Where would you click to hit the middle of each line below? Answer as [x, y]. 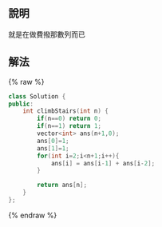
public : [21, 104]
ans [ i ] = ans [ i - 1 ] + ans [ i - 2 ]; [103, 163]
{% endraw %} [33, 215]
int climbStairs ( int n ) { [66, 111]
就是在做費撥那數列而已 [47, 34]
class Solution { [37, 96]
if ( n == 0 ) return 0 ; [69, 119]
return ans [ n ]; [62, 185]
